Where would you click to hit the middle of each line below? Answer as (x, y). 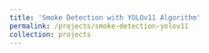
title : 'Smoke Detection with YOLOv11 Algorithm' (105, 18)
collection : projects (50, 34)
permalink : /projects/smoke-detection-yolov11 (99, 26)
